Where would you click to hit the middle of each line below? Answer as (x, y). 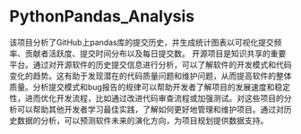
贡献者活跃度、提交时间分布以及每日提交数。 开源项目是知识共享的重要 (155, 53)
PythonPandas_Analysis (102, 17)
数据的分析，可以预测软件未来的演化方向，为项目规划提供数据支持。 (142, 120)
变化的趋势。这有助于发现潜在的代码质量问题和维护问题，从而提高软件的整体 (150, 75)
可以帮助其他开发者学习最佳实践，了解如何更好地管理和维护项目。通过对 (150, 109)
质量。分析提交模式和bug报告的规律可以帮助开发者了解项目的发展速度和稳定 (150, 87)
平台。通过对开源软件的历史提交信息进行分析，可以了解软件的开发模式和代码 (150, 64)
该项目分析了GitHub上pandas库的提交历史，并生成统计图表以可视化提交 (142, 42)
